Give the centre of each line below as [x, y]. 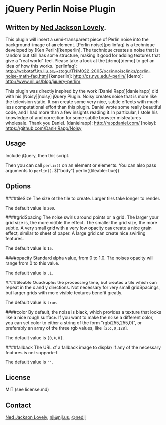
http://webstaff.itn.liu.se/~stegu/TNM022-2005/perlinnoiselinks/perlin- [78, 71]
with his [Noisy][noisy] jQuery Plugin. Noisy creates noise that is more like [81, 96]
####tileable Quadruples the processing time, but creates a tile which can [81, 282]
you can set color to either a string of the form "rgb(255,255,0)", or [74, 322]
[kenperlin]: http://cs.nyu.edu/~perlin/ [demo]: [96, 76]
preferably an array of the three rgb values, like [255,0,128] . [67, 328]
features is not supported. [32, 352]
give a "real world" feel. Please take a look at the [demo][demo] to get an [80, 60]
